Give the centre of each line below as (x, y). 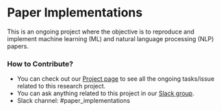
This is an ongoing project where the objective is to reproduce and (101, 32)
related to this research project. (61, 86)
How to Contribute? (40, 64)
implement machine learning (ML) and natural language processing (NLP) (110, 38)
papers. (18, 46)
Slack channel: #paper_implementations (74, 101)
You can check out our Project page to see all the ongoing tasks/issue (116, 79)
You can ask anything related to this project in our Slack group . (106, 93)
